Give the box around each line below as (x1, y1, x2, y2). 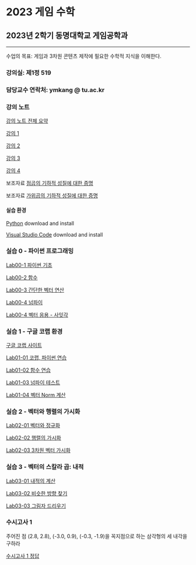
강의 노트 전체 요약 (6, 118, 48, 125)
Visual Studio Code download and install (6, 231, 103, 238)
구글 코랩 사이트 (6, 341, 43, 348)
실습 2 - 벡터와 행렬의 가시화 (6, 408, 80, 416)
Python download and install (6, 220, 75, 227)
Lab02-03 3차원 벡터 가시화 (6, 447, 71, 454)
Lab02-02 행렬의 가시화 (6, 434, 61, 441)
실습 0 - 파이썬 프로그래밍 (6, 247, 74, 255)
